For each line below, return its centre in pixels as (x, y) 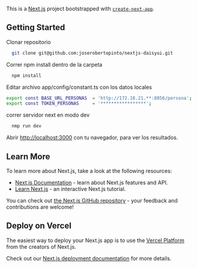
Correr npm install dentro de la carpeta (54, 64)
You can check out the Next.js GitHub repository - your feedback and (92, 200)
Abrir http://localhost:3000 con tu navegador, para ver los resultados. (92, 138)
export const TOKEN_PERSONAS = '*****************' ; (79, 104)
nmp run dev (27, 126)
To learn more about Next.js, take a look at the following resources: (89, 171)
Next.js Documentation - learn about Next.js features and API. (91, 182)
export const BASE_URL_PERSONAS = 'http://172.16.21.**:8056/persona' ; (99, 98)
